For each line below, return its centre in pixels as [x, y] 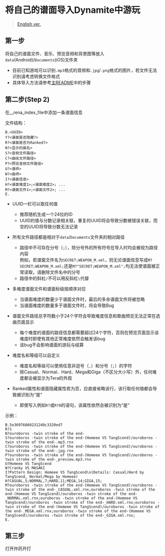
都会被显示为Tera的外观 [48, 378]
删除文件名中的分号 [61, 272]
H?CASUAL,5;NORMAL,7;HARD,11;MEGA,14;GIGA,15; [54, 481]
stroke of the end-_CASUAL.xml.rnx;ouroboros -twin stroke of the [85, 490]
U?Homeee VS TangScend [28, 463]
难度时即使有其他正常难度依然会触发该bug [63, 338]
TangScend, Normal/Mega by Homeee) [42, 476]
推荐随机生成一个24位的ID [46, 214]
